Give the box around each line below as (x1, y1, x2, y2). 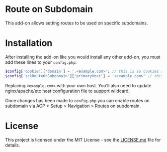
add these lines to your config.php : (5, 59, 77, 65)
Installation (5, 37, 53, 49)
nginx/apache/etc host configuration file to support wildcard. (5, 88, 130, 94)
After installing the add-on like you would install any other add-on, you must (5, 54, 161, 60)
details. (5, 142, 20, 148)
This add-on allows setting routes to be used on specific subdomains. (5, 20, 148, 26)
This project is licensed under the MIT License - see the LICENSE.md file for (5, 137, 161, 143)
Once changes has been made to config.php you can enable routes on (5, 97, 150, 103)
